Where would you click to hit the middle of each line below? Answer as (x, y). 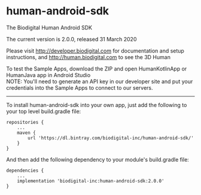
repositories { (25, 122)
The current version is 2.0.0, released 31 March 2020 (71, 39)
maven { (26, 133)
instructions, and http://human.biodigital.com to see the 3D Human (88, 57)
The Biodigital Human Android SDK (49, 28)
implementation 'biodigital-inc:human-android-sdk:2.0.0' (91, 181)
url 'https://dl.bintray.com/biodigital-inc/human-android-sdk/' (111, 138)
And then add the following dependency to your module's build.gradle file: (98, 159)
